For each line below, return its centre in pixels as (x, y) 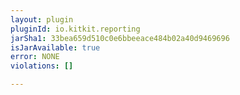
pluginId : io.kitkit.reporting (75, 29)
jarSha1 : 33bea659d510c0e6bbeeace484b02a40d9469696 (120, 38)
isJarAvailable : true (55, 47)
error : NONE (35, 57)
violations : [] (42, 66)
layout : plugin (42, 19)
